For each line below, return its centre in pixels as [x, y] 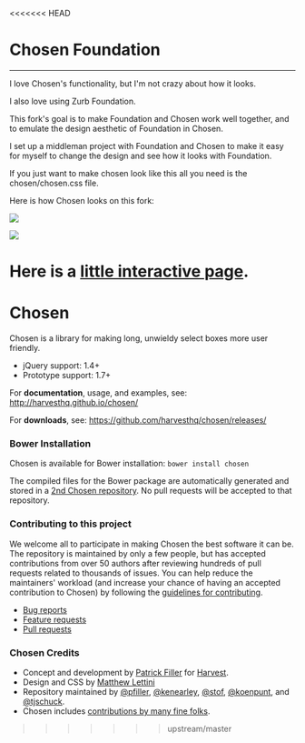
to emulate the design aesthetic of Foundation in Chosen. [117, 128]
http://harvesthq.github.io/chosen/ [74, 403]
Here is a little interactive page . [129, 271]
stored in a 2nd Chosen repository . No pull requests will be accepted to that [151, 491]
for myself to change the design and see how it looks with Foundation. [141, 156]
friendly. [25, 348]
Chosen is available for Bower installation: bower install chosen [129, 464]
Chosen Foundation [85, 50]
